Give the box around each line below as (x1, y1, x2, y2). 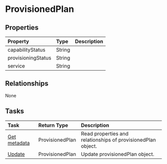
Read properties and (81, 130, 129, 137)
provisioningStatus (7, 55, 51, 61)
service (7, 63, 25, 69)
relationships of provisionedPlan (81, 136, 156, 143)
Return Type (38, 122, 69, 129)
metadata (7, 139, 30, 146)
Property (7, 38, 29, 45)
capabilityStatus (7, 46, 46, 53)
